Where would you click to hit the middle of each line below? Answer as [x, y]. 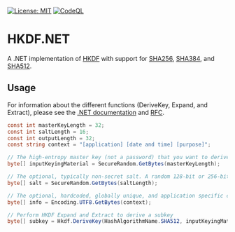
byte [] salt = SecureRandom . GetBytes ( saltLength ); [83, 183]
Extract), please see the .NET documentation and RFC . [86, 112]
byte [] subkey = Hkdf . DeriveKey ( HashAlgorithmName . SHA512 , [95, 221]
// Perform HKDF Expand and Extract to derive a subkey [90, 215]
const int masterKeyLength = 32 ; [56, 125]
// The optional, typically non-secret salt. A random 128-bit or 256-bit [119, 177]
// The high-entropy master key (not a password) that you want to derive [119, 158]
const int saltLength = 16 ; [48, 132]
